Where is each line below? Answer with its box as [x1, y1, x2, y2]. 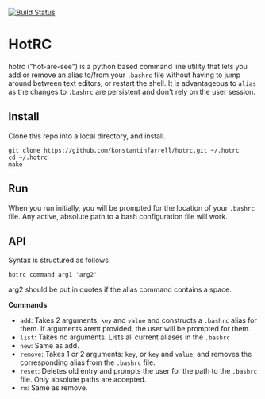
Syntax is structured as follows [8, 255, 109, 265]
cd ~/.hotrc [8, 153, 48, 161]
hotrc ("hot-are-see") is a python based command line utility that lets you [8, 61, 248, 71]
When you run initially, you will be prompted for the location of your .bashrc [8, 203, 255, 212]
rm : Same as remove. [19, 383, 88, 393]
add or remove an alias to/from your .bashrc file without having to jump [8, 70, 241, 79]
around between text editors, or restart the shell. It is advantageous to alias [8, 78, 256, 87]
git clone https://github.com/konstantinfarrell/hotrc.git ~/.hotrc [8, 146, 240, 154]
